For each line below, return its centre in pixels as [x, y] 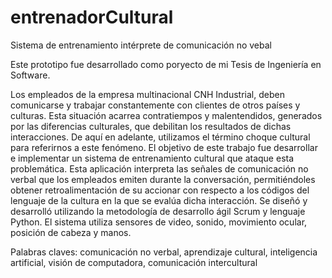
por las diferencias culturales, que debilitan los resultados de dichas [151, 126]
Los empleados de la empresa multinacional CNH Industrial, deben [147, 94]
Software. [30, 75]
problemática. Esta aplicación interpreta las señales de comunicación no [159, 168]
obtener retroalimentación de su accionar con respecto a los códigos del [160, 190]
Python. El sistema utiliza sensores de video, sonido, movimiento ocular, [159, 222]
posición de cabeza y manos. [71, 232]
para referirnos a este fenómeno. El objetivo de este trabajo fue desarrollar [164, 147]
